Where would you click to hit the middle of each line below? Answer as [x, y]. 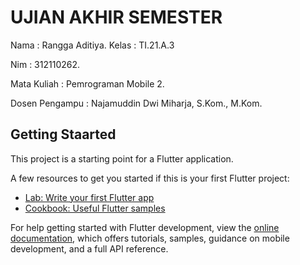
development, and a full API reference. [89, 248]
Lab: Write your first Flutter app [89, 197]
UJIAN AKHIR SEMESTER [116, 17]
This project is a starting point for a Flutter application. [122, 158]
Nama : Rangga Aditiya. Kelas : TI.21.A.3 [92, 45]
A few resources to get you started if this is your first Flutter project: [150, 178]
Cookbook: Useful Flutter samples [95, 208]
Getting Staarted [63, 134]
